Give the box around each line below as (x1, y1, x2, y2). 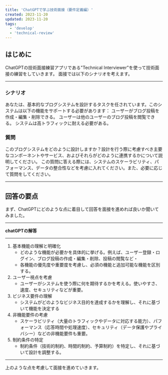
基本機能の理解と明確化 (12, 243, 61, 249)
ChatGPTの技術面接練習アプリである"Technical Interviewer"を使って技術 (5, 64, 155, 70)
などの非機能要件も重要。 (37, 330, 90, 336)
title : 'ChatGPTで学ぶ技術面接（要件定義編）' (5, 7, 93, 12)
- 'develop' (9, 26, 35, 31)
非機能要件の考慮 (12, 312, 48, 318)
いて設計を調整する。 (19, 349, 64, 355)
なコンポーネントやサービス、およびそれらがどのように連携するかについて (5, 152, 158, 158)
